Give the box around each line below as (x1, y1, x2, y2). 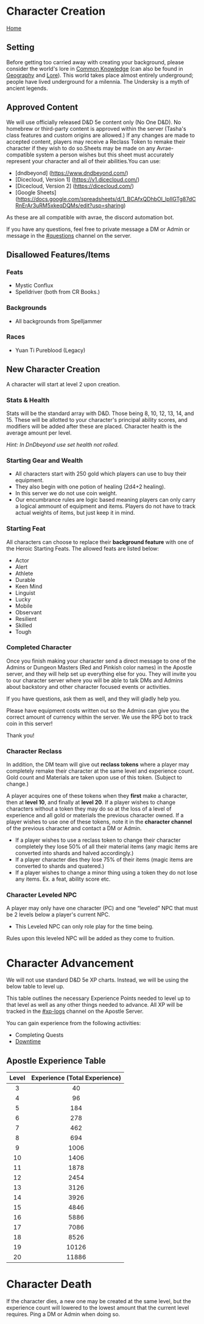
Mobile (15, 602, 33, 609)
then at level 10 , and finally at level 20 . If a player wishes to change (6, 799, 175, 806)
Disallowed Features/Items (6, 249, 111, 260)
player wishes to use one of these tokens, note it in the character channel (6, 818, 192, 826)
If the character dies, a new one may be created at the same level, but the (6, 1298, 191, 1305)
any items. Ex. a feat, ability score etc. (15, 875, 111, 883)
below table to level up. (6, 983, 65, 990)
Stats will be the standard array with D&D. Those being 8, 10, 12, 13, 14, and (6, 410, 194, 417)
